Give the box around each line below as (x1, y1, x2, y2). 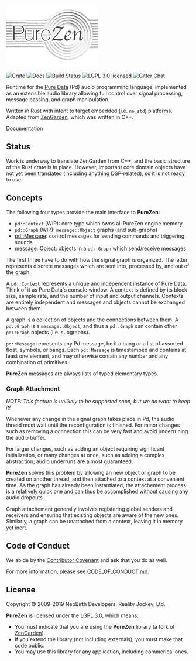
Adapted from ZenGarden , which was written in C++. (6, 114, 134, 121)
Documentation (6, 125, 43, 132)
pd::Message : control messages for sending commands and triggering (14, 232, 185, 239)
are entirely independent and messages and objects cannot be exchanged (6, 299, 185, 306)
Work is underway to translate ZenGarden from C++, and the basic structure (6, 157, 190, 165)
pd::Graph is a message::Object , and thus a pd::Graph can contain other (6, 322, 177, 329)
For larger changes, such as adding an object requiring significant (6, 446, 165, 452)
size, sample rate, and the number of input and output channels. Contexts (6, 292, 184, 299)
